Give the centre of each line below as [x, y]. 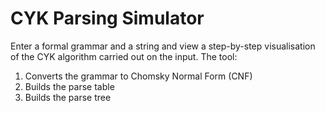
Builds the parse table [69, 86]
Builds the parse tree [68, 97]
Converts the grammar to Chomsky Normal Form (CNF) [138, 76]
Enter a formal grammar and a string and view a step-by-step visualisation [163, 46]
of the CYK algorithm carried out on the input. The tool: [124, 56]
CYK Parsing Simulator [107, 18]
